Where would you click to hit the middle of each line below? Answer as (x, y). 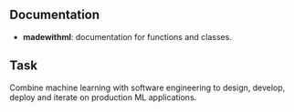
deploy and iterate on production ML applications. (103, 97)
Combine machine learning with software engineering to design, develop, (147, 87)
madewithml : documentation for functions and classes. (127, 36)
